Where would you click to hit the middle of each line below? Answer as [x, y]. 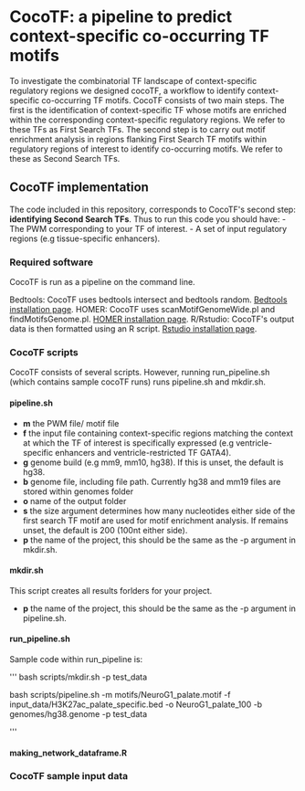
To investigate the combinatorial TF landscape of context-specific [133, 80]
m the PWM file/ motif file [71, 423]
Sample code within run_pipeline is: [76, 659]
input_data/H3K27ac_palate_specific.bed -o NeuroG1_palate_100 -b [136, 704]
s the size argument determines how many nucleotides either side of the [159, 511]
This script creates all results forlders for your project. [111, 590]
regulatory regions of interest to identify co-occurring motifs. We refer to [146, 149]
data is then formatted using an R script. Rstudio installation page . [133, 329]
